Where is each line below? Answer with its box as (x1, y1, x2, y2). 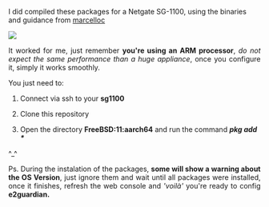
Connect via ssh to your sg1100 (19, 94, 125, 103)
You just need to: (8, 78, 64, 87)
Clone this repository (19, 109, 90, 118)
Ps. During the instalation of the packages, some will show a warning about (8, 164, 261, 173)
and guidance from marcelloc (8, 15, 106, 25)
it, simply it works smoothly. (8, 63, 100, 72)
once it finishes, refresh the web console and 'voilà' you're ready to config (8, 181, 261, 190)
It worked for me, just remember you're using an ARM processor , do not (8, 46, 261, 55)
